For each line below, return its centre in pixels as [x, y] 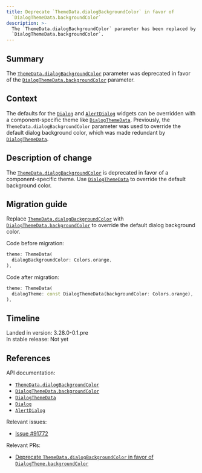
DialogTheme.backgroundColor [52, 464]
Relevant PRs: [24, 445]
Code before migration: [35, 243]
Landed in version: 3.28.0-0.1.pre [47, 333]
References [28, 358]
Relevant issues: [27, 422]
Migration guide [37, 204]
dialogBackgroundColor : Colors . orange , [62, 260]
